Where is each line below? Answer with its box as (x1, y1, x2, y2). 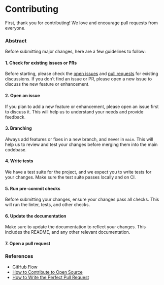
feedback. (5, 114, 26, 120)
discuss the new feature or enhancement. (5, 81, 90, 87)
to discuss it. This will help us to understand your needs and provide (5, 108, 144, 114)
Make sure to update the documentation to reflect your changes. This (5, 224, 146, 230)
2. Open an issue (5, 93, 40, 99)
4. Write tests (5, 158, 33, 164)
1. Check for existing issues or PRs (5, 60, 77, 66)
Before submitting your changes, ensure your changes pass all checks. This (5, 196, 159, 203)
